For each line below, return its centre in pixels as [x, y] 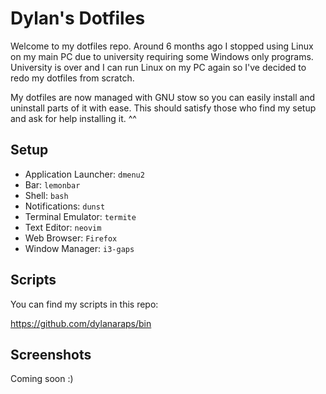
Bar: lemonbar [52, 184]
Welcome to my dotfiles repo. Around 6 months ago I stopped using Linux [162, 46]
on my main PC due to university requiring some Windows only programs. [162, 56]
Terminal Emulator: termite [80, 216]
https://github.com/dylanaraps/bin [81, 323]
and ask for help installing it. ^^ [73, 118]
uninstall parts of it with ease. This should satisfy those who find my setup [163, 108]
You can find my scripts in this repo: [84, 304]
